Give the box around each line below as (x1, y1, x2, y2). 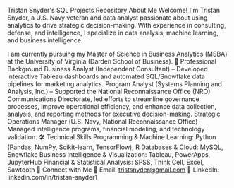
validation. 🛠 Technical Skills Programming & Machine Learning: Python (7, 133, 216, 141)
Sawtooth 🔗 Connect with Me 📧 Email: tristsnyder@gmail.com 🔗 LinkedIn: (7, 165, 220, 174)
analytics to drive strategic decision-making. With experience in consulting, (7, 21, 227, 29)
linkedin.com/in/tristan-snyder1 (7, 173, 97, 181)
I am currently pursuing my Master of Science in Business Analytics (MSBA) (7, 49, 228, 58)
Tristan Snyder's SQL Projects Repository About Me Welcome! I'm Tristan (7, 6, 221, 14)
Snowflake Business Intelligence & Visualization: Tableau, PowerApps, (7, 151, 211, 158)
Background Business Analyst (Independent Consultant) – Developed (7, 65, 208, 73)
